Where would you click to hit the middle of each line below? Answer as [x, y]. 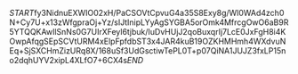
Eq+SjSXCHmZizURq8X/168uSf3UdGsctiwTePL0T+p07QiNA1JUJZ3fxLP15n [148, 51]
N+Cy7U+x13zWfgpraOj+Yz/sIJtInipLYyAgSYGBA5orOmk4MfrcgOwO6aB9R [149, 22]
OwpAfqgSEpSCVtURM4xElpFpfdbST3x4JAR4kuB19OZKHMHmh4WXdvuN [148, 41]
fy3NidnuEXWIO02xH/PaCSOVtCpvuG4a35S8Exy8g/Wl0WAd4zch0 [159, 13]
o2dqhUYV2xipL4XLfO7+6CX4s [68, 60]
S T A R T [22, 13]
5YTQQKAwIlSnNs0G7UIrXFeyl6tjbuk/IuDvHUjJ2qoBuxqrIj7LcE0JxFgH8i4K [148, 32]
